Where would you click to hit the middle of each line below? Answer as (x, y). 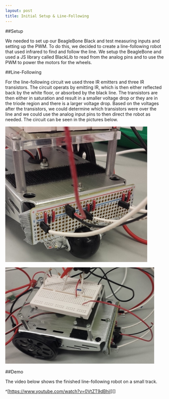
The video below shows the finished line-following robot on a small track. (81, 381)
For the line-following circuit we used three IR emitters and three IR (75, 82)
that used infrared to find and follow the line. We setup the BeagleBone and (83, 52)
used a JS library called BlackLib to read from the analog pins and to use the (84, 57)
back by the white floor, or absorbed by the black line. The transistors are (81, 92)
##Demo (14, 372)
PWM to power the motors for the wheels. (49, 62)
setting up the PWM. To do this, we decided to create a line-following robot (83, 46)
